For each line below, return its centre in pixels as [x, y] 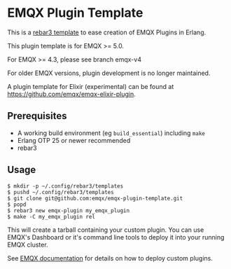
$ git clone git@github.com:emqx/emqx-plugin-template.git [95, 198]
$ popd [17, 205]
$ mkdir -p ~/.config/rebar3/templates [65, 186]
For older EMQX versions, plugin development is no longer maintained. [109, 73]
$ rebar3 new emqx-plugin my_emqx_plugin [69, 211]
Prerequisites [37, 116]
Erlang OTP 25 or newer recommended [74, 140]
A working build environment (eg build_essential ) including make [111, 133]
